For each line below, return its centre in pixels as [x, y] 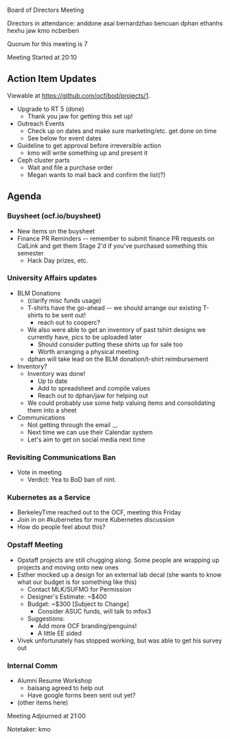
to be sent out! [65, 315]
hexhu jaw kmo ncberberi [43, 31]
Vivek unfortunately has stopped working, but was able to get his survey [119, 641]
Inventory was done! [56, 373]
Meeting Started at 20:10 [42, 57]
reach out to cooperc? [69, 322]
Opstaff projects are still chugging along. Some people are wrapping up [118, 560]
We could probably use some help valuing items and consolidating [121, 403]
